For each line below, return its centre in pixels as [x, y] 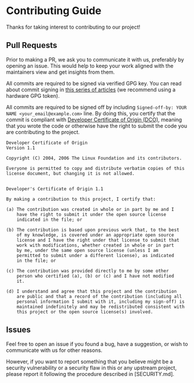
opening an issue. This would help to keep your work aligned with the [90, 66]
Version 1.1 [21, 148]
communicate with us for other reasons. [54, 350]
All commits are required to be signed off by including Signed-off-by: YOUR [96, 107]
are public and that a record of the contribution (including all [99, 296]
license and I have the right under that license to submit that [98, 240]
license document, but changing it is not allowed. [70, 173]
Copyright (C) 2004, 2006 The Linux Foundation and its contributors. [94, 158]
